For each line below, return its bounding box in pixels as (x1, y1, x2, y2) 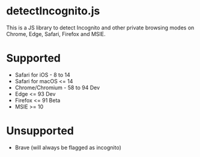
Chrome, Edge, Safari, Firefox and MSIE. (6, 30, 106, 37)
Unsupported (6, 124, 74, 138)
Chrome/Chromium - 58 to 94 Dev (14, 84, 100, 91)
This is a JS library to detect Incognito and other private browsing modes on (6, 24, 195, 31)
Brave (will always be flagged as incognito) (14, 144, 122, 151)
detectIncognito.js (6, 4, 100, 18)
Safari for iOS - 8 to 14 (14, 71, 71, 78)
